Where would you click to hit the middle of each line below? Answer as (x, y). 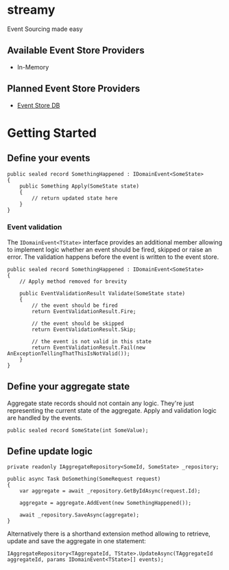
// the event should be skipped (78, 323)
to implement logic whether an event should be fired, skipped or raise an (110, 249)
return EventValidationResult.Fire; (84, 311)
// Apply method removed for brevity (73, 281)
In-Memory (33, 67)
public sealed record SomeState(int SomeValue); (78, 430)
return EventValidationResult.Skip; (84, 329)
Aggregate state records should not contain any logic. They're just (100, 403)
